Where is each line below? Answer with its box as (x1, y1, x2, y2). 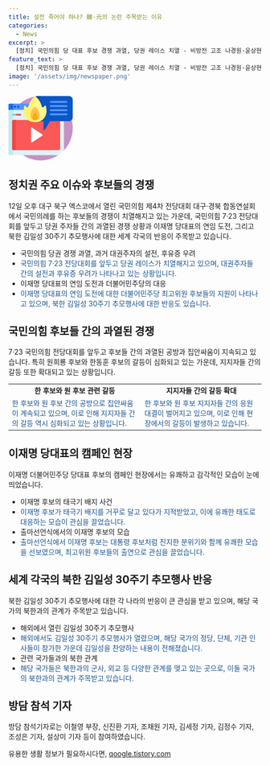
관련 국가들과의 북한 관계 (19, 653, 98, 663)
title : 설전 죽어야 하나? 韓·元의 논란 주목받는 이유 (8, 13, 163, 21)
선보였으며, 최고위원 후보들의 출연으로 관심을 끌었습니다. (28, 547, 205, 557)
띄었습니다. (8, 480, 43, 489)
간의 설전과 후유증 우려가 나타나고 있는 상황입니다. (19, 268, 177, 278)
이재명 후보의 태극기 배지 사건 (19, 496, 112, 506)
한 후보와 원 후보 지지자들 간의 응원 (144, 398, 253, 408)
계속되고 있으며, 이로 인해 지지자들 (19, 409, 127, 418)
